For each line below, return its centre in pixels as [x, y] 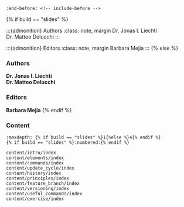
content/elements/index [35, 158]
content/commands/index [35, 163]
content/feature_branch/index [43, 183]
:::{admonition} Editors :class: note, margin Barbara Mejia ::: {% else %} [92, 48]
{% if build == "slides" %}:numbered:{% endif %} [68, 142]
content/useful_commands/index [44, 194]
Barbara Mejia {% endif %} [39, 110]
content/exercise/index [35, 199]
